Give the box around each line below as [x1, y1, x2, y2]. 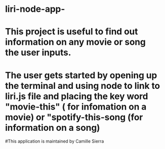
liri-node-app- [5, 3, 66, 15]
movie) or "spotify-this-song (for [5, 112, 143, 123]
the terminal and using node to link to [5, 80, 160, 91]
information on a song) [5, 122, 100, 133]
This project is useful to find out [5, 26, 138, 37]
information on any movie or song [5, 37, 146, 48]
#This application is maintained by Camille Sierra [5, 138, 104, 144]
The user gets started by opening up [5, 70, 158, 81]
